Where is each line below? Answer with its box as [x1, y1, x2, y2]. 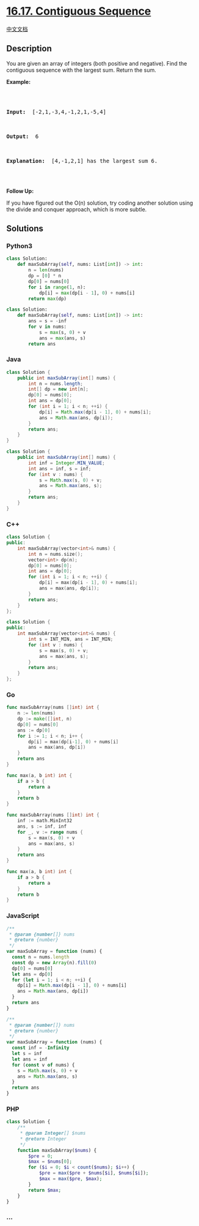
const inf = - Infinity [12, 1045, 70, 1051]
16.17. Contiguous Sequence [6, 4, 151, 18]
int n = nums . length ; [28, 380, 84, 387]
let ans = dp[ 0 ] [12, 971, 53, 977]
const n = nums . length [12, 954, 70, 960]
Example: [6, 78, 31, 85]
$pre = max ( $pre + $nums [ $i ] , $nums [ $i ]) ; [38, 1170, 149, 1176]
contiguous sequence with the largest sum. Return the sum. [6, 66, 157, 74]
